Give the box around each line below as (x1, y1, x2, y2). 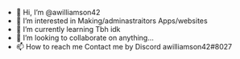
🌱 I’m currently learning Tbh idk (15, 25, 121, 33)
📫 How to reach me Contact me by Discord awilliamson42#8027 (15, 42, 232, 51)
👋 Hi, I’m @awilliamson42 (15, 8, 101, 17)
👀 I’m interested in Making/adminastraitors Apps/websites (15, 16, 208, 26)
